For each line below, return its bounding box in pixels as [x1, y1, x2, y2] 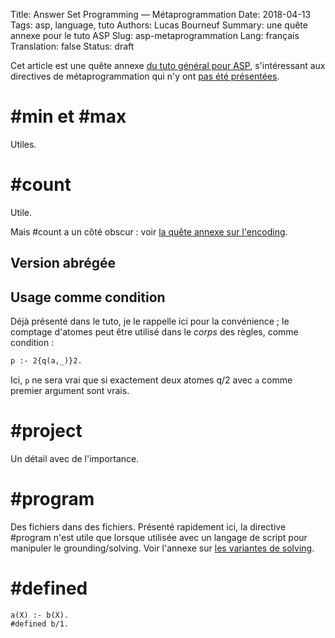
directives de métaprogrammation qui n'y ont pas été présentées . [10, 70, 280, 82]
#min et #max [10, 105, 127, 128]
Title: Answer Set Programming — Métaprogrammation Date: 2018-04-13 [10, 9, 312, 20]
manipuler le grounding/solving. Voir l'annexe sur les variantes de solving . [10, 542, 315, 554]
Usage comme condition [10, 289, 166, 306]
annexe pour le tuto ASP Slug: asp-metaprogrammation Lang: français [10, 30, 300, 41]
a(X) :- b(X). [10, 610, 70, 620]
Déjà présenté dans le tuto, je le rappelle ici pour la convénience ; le [10, 315, 290, 328]
